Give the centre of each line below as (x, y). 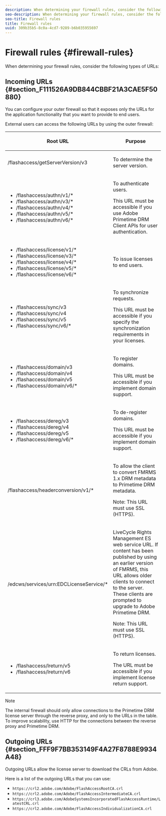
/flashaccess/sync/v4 (41, 313)
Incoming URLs (29, 82)
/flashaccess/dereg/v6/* (45, 439)
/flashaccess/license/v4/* (46, 262)
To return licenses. (134, 654)
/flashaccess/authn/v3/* (45, 201)
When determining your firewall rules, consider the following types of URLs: (82, 66)
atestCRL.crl (26, 803)
